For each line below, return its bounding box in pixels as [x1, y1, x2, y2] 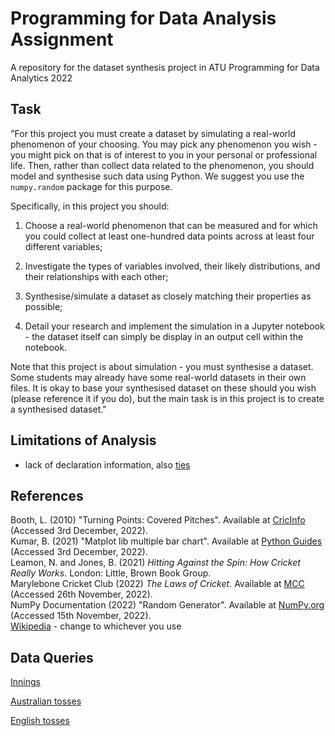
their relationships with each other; [24, 270, 169, 282]
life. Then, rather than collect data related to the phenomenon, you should [10, 159, 315, 171]
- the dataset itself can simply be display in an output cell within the [24, 330, 304, 342]
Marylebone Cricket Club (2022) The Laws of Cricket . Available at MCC [10, 578, 305, 590]
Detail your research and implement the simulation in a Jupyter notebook [24, 320, 325, 332]
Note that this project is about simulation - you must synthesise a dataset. [10, 360, 314, 372]
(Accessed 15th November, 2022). [10, 610, 152, 622]
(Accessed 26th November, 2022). [10, 588, 153, 601]
